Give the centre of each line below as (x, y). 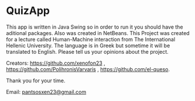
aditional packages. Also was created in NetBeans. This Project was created (98, 33)
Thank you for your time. (36, 81)
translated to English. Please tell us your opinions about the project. (87, 51)
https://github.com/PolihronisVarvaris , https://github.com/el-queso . (88, 69)
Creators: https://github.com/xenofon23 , (56, 63)
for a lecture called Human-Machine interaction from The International (91, 39)
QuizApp (28, 11)
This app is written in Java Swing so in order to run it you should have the (95, 27)
